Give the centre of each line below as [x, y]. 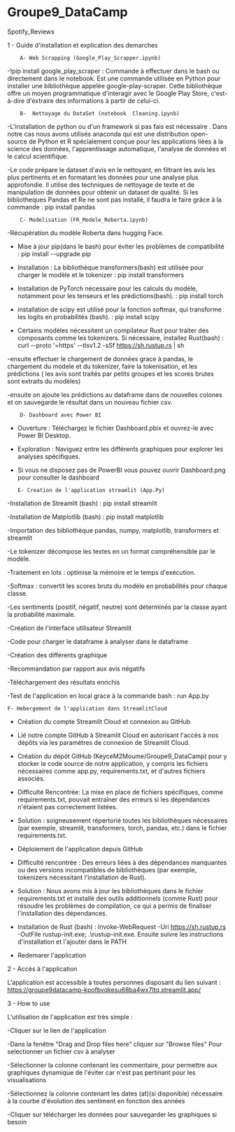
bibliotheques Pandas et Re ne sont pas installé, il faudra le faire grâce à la [114, 200]
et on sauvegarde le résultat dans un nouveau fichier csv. [90, 402]
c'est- [219, 93]
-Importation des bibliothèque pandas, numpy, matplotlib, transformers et [113, 530]
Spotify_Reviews [31, 32]
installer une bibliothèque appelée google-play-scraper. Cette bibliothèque [115, 85]
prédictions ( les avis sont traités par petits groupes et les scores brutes [111, 373]
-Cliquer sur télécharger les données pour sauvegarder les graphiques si [112, 1114]
